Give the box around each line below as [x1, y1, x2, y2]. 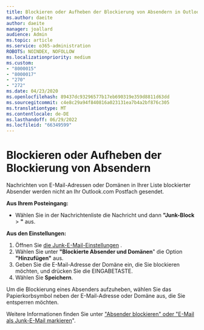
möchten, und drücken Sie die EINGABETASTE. [15, 267, 134, 275]
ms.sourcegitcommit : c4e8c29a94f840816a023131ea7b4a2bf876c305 [6, 99, 170, 105]
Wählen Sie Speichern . [15, 274, 73, 281]
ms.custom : [6, 60, 34, 66]
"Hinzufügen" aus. [15, 255, 64, 262]
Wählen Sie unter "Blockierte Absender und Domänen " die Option [15, 248, 183, 256]
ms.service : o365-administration [6, 43, 91, 49]
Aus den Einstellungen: [6, 230, 67, 237]
